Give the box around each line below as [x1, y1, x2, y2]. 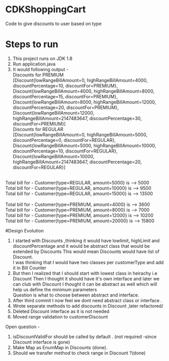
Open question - [5, 324, 40, 330]
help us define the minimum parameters [12, 286, 97, 292]
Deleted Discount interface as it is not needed [12, 308, 110, 314]
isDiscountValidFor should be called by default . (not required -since [12, 333, 157, 339]
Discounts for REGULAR [12, 126, 64, 132]
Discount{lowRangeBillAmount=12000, [12, 110, 95, 116]
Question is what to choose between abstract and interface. [12, 292, 139, 298]
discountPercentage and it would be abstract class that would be [12, 243, 150, 249]
